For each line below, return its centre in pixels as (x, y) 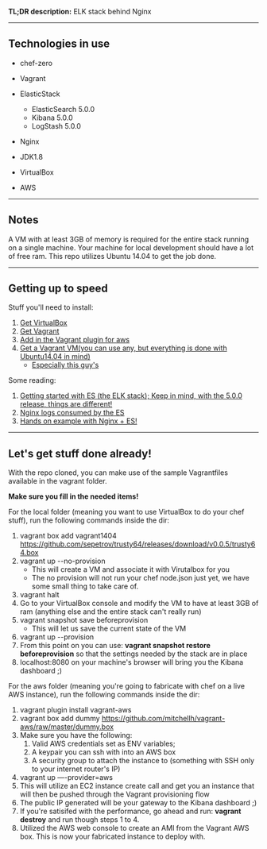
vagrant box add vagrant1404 (68, 536)
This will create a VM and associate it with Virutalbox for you (131, 569)
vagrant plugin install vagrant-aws (75, 710)
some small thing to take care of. (85, 586)
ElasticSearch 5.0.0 (63, 109)
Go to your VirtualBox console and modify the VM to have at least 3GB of (139, 604)
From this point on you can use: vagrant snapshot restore (115, 646)
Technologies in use (59, 44)
